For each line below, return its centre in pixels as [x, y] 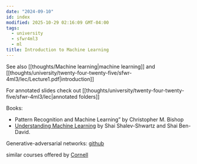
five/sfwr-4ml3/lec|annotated [42, 96]
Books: [15, 108]
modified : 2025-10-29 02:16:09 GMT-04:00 [58, 22]
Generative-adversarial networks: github [55, 143]
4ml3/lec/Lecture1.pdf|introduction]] [50, 79]
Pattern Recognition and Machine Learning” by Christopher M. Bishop [99, 119]
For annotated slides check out [44, 90]
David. [22, 132]
